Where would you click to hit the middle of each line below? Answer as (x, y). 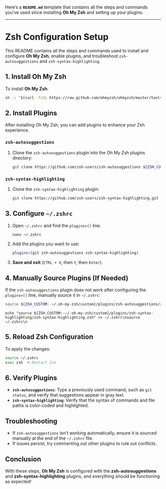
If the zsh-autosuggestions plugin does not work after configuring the (76, 290)
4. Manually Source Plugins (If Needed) (67, 278)
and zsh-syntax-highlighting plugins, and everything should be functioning (83, 476)
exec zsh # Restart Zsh (31, 362)
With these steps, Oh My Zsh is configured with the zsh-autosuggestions (81, 471)
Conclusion (23, 459)
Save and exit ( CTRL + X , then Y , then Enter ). (57, 263)
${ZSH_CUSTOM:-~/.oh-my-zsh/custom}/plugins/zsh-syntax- (94, 313)
